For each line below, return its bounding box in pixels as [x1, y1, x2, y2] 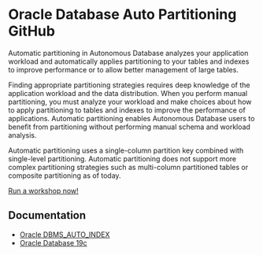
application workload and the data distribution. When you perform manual [8, 88, 248, 98]
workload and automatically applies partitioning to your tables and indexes [8, 57, 250, 66]
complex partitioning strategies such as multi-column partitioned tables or [8, 162, 249, 172]
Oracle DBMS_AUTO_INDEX [19, 230, 110, 239]
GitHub [8, 22, 55, 40]
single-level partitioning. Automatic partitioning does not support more [8, 153, 237, 163]
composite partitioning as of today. [8, 171, 121, 180]
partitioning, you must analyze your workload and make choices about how [8, 97, 252, 106]
